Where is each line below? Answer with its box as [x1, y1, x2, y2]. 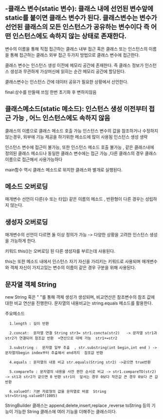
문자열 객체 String [5, 280, 57, 288]
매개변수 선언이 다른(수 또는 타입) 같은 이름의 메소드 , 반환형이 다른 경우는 [5, 196, 145, 202]
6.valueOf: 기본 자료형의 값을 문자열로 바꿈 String [9, 389, 107, 394]
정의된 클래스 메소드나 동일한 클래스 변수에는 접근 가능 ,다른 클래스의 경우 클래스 [5, 150, 157, 156]
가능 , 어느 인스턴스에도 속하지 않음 [12, 114, 110, 122]
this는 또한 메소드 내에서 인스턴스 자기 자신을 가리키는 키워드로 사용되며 [5, 259, 141, 265]
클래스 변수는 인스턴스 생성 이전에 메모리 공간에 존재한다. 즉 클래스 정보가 [5, 62, 144, 68]
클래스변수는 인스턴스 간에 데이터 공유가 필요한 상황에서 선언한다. [5, 78, 129, 84]
